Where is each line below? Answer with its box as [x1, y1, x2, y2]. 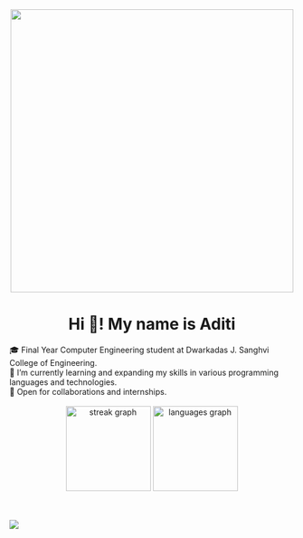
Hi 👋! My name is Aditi [68, 314, 236, 334]
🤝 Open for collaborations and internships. [9, 386, 167, 397]
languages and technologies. [9, 376, 118, 388]
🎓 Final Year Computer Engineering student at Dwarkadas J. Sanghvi [9, 344, 270, 355]
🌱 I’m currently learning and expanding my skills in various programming [9, 367, 279, 378]
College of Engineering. [9, 357, 98, 368]
